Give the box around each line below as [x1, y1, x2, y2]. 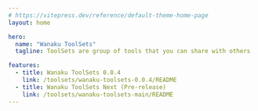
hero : [8, 33, 26, 41]
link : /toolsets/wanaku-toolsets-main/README [22, 91, 174, 98]
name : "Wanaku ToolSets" [15, 40, 96, 48]
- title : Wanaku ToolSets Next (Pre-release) [15, 83, 167, 91]
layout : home [8, 19, 51, 27]
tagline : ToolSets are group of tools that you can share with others [15, 48, 251, 55]
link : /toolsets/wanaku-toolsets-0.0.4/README [22, 76, 177, 84]
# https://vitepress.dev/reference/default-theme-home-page [8, 11, 209, 20]
